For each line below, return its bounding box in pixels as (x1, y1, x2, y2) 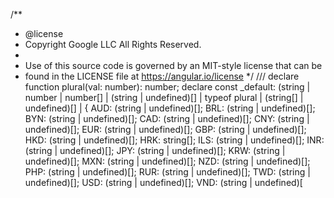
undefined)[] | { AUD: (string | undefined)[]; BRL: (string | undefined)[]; (24, 102, 316, 114)
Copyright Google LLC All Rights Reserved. (24, 39, 202, 50)
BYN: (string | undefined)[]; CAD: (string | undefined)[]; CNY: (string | (24, 113, 310, 124)
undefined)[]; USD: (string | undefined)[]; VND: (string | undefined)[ (24, 177, 303, 188)
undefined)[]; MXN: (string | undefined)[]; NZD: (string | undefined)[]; (24, 155, 311, 167)
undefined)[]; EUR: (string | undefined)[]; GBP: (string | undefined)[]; (24, 124, 307, 135)
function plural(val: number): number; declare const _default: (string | (24, 81, 311, 93)
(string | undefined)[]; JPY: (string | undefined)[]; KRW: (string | (24, 145, 286, 156)
